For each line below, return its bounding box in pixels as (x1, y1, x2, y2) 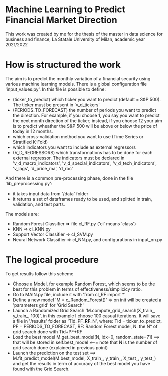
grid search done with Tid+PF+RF (12, 328, 83, 335)
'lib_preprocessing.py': (5, 180, 53, 186)
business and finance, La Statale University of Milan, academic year (5, 36, 145, 42)
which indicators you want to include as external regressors (12, 144, 136, 150)
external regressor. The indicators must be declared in (12, 155, 125, 161)
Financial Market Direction (5, 14, 118, 26)
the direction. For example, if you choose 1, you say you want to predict (12, 112, 160, 118)
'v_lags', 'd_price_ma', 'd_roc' (12, 165, 73, 171)
